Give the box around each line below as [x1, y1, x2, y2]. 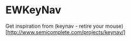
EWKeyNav [5, 3, 62, 17]
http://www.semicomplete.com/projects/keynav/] [7, 28, 126, 35]
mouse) [105, 23, 124, 29]
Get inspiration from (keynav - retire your [5, 23, 104, 29]
